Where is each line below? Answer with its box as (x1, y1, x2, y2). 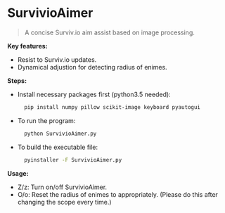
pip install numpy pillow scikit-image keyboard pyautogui (24, 103, 201, 110)
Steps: (7, 76, 27, 85)
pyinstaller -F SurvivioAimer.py (24, 156, 122, 163)
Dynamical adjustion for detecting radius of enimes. (17, 63, 167, 71)
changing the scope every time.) (17, 198, 112, 206)
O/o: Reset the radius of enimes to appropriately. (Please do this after (17, 190, 218, 198)
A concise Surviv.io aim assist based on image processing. (24, 28, 195, 37)
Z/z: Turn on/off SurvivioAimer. (17, 183, 108, 191)
